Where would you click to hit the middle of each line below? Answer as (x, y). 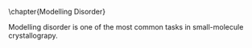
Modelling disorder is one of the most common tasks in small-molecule (126, 27)
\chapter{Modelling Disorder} (57, 12)
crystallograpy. (33, 36)
